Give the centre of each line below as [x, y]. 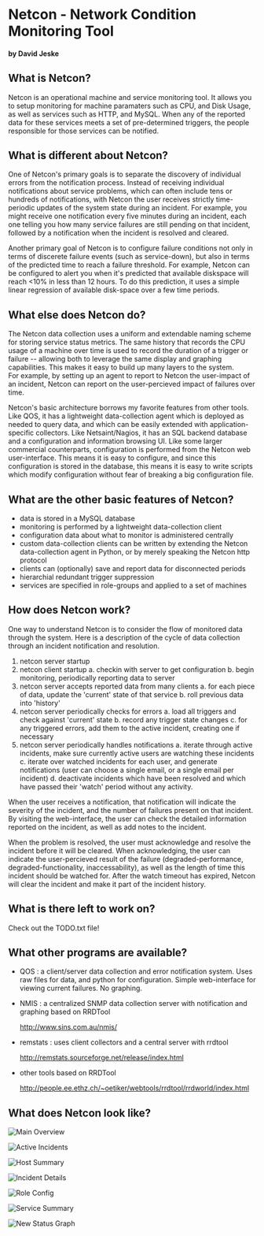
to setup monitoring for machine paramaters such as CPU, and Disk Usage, [130, 106]
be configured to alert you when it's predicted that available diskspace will [128, 273]
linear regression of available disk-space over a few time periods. [114, 290]
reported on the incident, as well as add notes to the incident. [107, 827]
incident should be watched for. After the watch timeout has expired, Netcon [132, 875]
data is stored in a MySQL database [77, 518]
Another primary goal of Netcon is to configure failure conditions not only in [131, 248]
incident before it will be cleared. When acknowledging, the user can [119, 850]
